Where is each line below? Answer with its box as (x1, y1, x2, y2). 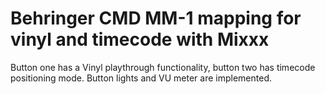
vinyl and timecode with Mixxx (10, 28, 270, 51)
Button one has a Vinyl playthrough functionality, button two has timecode (10, 61, 316, 73)
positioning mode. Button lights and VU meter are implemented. (10, 72, 272, 84)
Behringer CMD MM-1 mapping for (10, 7, 302, 30)
